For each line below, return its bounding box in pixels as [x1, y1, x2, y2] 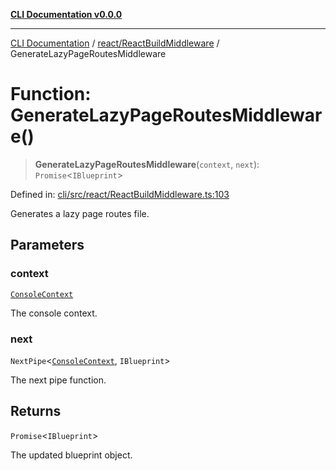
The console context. [10, 307, 98, 319]
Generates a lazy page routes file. [10, 207, 150, 219]
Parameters [10, 237, 85, 254]
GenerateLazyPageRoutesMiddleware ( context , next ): [34, 158, 260, 170]
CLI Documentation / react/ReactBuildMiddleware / [10, 37, 220, 49]
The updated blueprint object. [10, 449, 133, 461]
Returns [10, 403, 62, 420]
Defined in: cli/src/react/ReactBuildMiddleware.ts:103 [10, 188, 230, 200]
